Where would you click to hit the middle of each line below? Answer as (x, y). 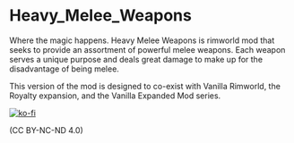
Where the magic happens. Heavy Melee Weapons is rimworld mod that (142, 40)
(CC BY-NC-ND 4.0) (46, 130)
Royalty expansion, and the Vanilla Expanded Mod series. (115, 96)
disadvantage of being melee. (64, 69)
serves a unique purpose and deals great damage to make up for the (136, 59)
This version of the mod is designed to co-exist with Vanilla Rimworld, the (145, 86)
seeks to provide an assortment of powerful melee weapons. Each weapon (147, 49)
